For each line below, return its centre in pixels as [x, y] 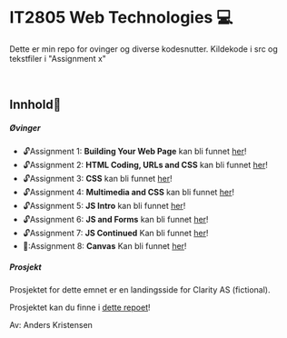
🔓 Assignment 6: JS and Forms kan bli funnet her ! [115, 220]
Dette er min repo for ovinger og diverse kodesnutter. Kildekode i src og [144, 49]
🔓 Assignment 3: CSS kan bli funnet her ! [97, 179]
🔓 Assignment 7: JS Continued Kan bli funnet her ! [115, 234]
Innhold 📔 [35, 105]
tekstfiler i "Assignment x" [58, 58]
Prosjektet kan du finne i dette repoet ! [80, 308]
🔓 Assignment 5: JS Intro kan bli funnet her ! [104, 206]
